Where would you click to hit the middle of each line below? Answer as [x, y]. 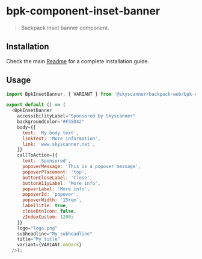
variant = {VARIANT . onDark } [50, 245]
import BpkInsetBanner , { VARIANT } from [59, 94]
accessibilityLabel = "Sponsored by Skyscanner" [76, 116]
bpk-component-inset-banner [83, 11]
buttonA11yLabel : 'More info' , [61, 183]
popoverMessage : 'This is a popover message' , [81, 167]
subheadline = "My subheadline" [55, 234]
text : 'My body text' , [50, 133]
